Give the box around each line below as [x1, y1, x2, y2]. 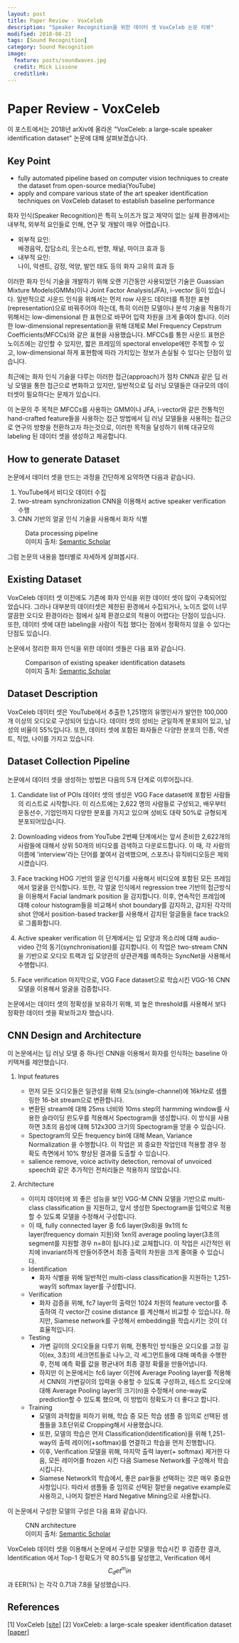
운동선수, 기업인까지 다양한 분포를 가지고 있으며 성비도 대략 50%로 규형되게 [17, 808, 228, 817]
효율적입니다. [38, 1326, 76, 1334]
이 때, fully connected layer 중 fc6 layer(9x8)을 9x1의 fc [28, 1222, 188, 1230]
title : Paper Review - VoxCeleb [7, 17, 103, 24]
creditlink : [14, 70, 50, 77]
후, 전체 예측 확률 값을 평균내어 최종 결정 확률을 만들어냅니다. [38, 1360, 208, 1368]
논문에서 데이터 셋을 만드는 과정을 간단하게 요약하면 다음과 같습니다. [7, 473, 196, 481]
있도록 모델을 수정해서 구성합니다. [43, 1212, 137, 1221]
